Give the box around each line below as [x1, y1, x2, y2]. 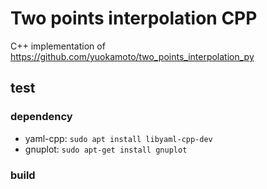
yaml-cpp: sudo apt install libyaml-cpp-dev [24, 132, 213, 144]
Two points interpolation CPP [10, 7, 258, 30]
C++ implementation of [10, 40, 106, 52]
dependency [10, 110, 73, 124]
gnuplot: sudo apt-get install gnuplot [24, 143, 188, 155]
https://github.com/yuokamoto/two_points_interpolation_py [10, 50, 255, 62]
